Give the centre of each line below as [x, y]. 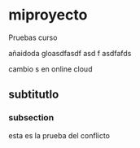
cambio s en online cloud [50, 69]
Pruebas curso [33, 37]
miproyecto [48, 15]
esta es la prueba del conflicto [59, 135]
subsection [31, 118]
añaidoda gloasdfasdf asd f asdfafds [70, 53]
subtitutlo [34, 95]
